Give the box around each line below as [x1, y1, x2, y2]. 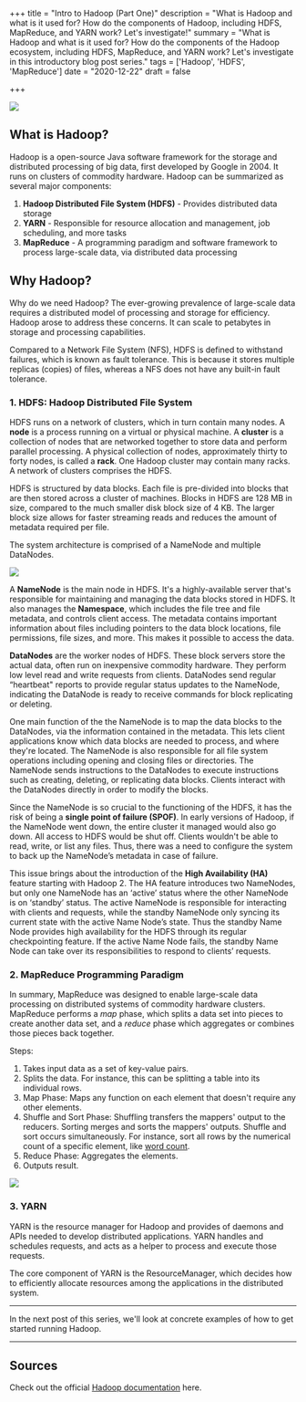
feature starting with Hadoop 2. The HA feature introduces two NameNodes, [9, 877, 296, 888]
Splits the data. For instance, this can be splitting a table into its [22, 1072, 260, 1084]
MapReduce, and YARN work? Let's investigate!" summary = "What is [9, 27, 270, 37]
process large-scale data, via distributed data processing [22, 246, 238, 257]
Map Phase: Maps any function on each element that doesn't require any [22, 1093, 296, 1104]
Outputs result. [22, 1160, 79, 1171]
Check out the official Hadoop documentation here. [9, 1382, 202, 1393]
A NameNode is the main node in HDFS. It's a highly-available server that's [9, 583, 291, 594]
